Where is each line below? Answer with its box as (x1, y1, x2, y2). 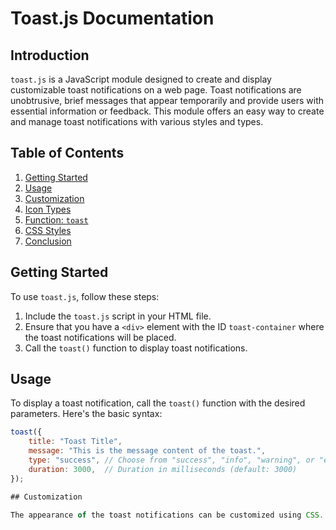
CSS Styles (24, 224, 72, 236)
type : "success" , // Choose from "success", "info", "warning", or (28, 455, 315, 466)
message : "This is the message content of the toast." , (28, 446, 267, 456)
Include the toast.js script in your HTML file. (24, 310, 212, 322)
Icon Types (24, 203, 72, 215)
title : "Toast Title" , (28, 437, 123, 447)
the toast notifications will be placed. (24, 331, 177, 343)
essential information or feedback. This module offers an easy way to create (10, 105, 325, 117)
